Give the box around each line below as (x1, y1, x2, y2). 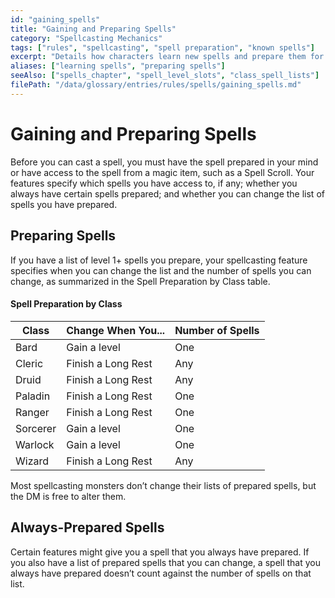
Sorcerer (15, 421, 57, 435)
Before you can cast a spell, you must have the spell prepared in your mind (10, 156, 319, 168)
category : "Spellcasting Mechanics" (10, 33, 163, 43)
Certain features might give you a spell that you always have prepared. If (10, 546, 310, 558)
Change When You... (66, 323, 166, 337)
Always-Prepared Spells (10, 519, 165, 536)
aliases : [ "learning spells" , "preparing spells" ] (10, 61, 226, 71)
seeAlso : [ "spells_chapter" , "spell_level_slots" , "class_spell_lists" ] (10, 71, 320, 81)
